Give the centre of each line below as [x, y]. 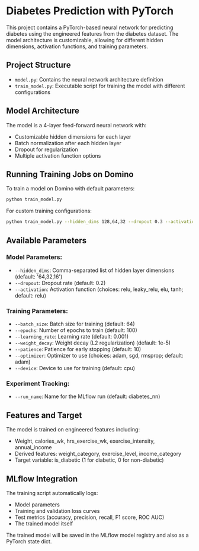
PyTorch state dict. [29, 541]
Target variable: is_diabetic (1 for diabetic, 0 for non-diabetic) [89, 460]
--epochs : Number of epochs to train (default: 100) [76, 330]
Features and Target [44, 415]
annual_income [33, 447]
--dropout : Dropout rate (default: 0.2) [60, 283]
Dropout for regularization [46, 149]
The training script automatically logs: [52, 493]
